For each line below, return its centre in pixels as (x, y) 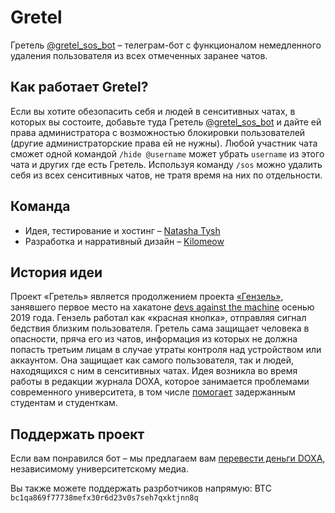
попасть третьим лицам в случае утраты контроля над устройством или (166, 350)
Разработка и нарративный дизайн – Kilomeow (124, 241)
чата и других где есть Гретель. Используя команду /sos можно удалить (166, 164)
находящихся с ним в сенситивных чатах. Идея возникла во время (154, 371)
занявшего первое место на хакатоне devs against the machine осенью (162, 307)
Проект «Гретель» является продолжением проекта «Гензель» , (147, 297)
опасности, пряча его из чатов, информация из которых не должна (154, 339)
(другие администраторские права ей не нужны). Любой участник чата (164, 143)
